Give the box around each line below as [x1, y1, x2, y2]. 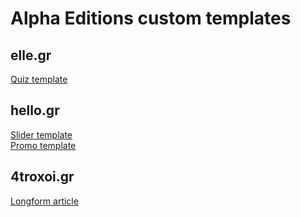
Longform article [10, 195, 79, 207]
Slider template [10, 128, 73, 141]
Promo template [10, 139, 77, 151]
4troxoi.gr [10, 168, 75, 186]
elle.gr [10, 47, 52, 64]
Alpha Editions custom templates [10, 7, 292, 30]
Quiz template [10, 73, 68, 85]
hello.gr [10, 102, 60, 119]
